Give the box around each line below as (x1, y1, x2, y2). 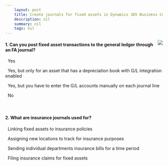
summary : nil (14, 21, 41, 27)
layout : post (14, 7, 41, 13)
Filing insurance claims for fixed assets (7, 155, 88, 161)
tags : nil (14, 26, 35, 31)
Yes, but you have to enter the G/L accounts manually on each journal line (7, 83, 160, 89)
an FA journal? (5, 47, 36, 53)
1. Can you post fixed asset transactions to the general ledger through (5, 41, 153, 48)
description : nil (14, 17, 50, 22)
